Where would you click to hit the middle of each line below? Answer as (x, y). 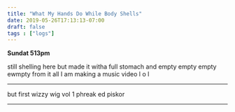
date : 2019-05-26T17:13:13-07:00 (56, 20)
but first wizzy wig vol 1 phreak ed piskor (66, 94)
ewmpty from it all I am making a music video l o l (78, 74)
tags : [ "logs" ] (31, 33)
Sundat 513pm (29, 53)
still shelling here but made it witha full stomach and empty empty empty (112, 66)
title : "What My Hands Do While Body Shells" (74, 14)
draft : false (26, 27)
